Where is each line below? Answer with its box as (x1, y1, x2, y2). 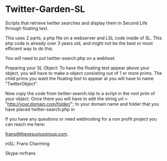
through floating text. (5, 25, 48, 31)
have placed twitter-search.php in (5, 106, 75, 112)
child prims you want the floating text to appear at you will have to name (5, 75, 154, 81)
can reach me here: (5, 121, 45, 127)
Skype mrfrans (5, 150, 36, 156)
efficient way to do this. (5, 45, 53, 51)
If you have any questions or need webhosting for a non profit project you (5, 116, 157, 122)
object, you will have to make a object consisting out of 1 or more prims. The (5, 70, 162, 76)
